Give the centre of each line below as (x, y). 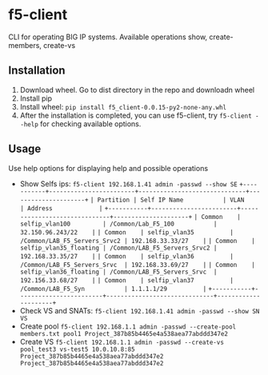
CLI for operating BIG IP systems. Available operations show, (108, 37)
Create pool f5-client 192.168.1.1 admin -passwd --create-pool (128, 326)
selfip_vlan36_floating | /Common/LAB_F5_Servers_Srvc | (118, 272)
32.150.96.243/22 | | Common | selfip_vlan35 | (127, 232)
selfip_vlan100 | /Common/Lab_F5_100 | (118, 224)
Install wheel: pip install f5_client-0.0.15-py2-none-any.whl (123, 106)
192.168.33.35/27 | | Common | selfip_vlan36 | (127, 256)
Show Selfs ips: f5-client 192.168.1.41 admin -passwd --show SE (128, 184)
